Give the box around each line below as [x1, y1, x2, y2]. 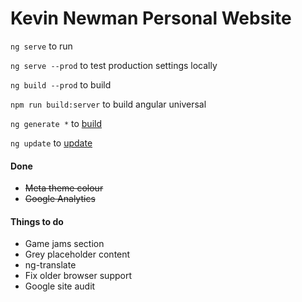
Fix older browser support [24, 270, 133, 282]
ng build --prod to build [10, 78, 112, 91]
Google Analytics [24, 193, 96, 205]
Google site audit [24, 280, 96, 292]
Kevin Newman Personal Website [10, 7, 292, 30]
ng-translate [24, 259, 77, 271]
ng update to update [10, 137, 93, 149]
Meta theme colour [24, 182, 104, 194]
